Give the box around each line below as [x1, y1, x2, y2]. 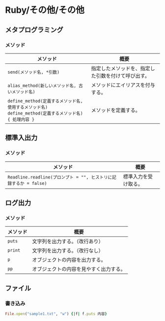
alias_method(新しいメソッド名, [7, 83, 77, 88]
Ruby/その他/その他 [5, 4, 84, 16]
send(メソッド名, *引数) [7, 69, 60, 75]
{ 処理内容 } [7, 117, 35, 122]
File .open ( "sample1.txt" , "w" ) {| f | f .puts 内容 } [5, 311, 107, 316]
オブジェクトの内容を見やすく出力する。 [32, 266, 126, 273]
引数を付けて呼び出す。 [96, 72, 150, 79]
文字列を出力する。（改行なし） [32, 247, 104, 254]
